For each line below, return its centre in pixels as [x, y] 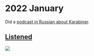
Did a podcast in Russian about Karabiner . [47, 22]
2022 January [34, 8]
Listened [19, 37]
